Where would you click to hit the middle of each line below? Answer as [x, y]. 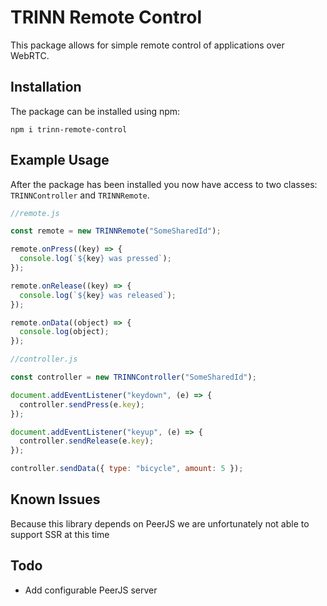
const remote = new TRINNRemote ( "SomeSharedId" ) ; [116, 231]
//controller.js [44, 359]
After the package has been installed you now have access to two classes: [164, 184]
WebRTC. [30, 55]
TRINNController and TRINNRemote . [80, 195]
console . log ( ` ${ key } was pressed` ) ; [95, 259]
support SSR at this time [60, 534]
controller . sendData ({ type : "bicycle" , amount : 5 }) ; [127, 469]
